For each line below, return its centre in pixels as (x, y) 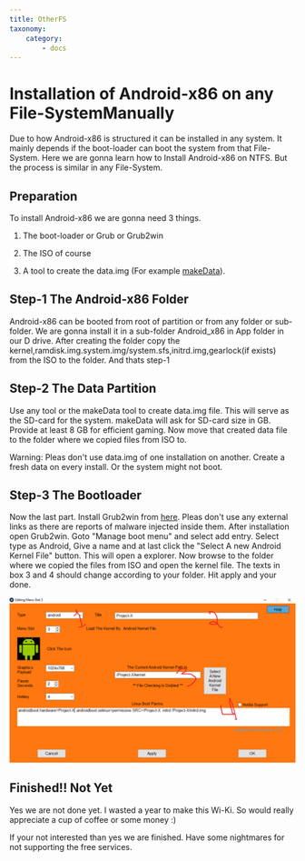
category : (44, 38)
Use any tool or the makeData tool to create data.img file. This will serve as (149, 410)
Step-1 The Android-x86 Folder (99, 300)
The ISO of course (57, 253)
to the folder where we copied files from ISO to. (98, 439)
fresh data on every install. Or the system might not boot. (116, 466)
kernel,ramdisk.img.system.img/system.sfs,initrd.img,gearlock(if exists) (143, 350)
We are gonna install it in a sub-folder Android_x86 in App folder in (159, 331)
